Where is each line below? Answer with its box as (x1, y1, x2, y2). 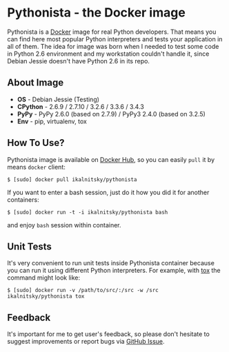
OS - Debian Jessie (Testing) (17, 95, 100, 103)
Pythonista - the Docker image (7, 5, 186, 21)
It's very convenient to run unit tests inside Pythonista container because (7, 259, 215, 267)
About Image (7, 77, 64, 89)
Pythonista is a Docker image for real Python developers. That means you (7, 28, 217, 36)
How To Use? (7, 137, 65, 149)
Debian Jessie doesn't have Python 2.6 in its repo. (7, 56, 150, 65)
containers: (7, 195, 39, 204)
